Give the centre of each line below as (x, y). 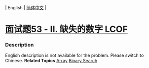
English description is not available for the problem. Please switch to (74, 55)
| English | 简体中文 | (26, 8)
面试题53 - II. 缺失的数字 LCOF (67, 29)
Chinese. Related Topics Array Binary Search (51, 61)
